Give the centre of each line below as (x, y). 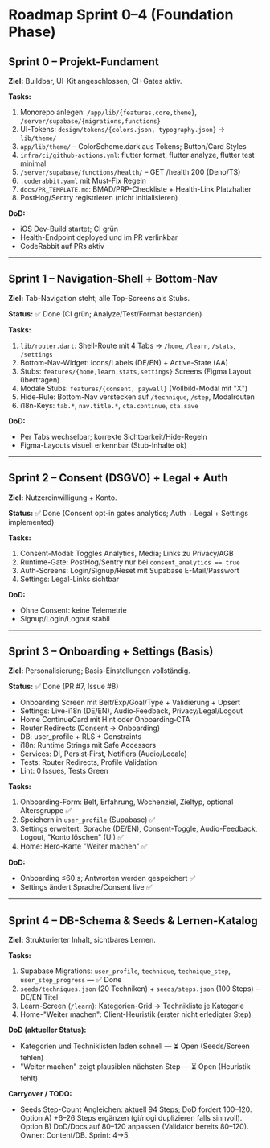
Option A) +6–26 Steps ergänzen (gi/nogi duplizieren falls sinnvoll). (131, 1118)
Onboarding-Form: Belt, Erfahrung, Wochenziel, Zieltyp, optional (127, 802)
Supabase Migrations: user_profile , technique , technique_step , (125, 971)
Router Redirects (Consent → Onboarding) (90, 728)
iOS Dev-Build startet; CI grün (69, 229)
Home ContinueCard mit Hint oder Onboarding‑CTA (105, 720)
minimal (33, 163)
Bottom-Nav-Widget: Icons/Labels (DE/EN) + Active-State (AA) (124, 362)
